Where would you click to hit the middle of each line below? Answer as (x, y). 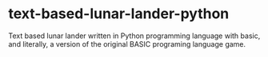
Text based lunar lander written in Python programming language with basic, (134, 36)
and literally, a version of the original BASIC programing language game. (127, 44)
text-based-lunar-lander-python (119, 14)
